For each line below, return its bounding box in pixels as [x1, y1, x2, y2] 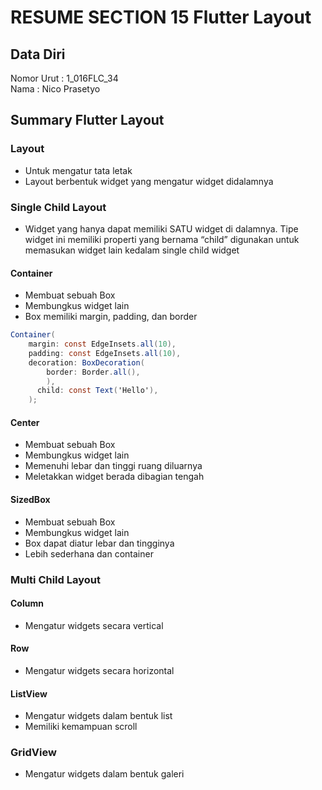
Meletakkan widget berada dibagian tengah [24, 471, 205, 483]
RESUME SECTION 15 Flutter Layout [10, 6, 312, 29]
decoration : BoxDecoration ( [28, 357, 145, 368]
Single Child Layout [10, 200, 107, 214]
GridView [10, 746, 57, 760]
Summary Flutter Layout [10, 112, 165, 129]
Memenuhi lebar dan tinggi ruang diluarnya [24, 460, 203, 472]
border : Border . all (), [46, 367, 141, 377]
